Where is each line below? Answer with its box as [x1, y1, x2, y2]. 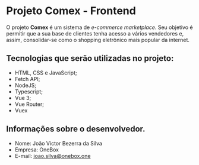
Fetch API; [14, 75, 40, 82]
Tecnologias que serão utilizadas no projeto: [6, 53, 174, 63]
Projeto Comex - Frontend [6, 4, 137, 18]
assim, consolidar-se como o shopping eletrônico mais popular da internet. [6, 36, 190, 43]
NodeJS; [14, 82, 37, 89]
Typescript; [14, 88, 43, 95]
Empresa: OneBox [14, 146, 59, 153]
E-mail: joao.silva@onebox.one [14, 152, 91, 159]
